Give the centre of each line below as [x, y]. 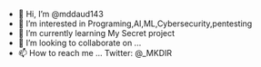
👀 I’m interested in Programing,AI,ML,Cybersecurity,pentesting [135, 24]
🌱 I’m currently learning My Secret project [96, 33]
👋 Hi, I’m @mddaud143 [61, 14]
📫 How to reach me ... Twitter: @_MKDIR [95, 53]
